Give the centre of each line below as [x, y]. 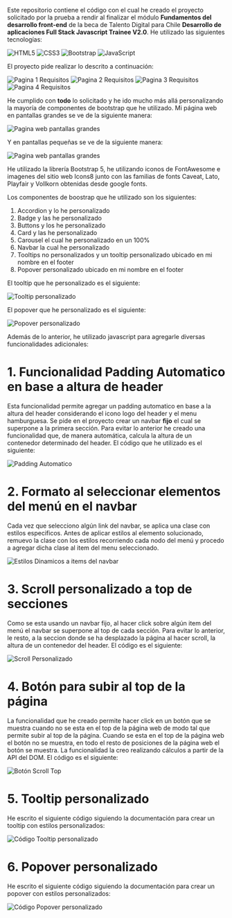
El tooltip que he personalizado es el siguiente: [74, 283]
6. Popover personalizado [82, 867]
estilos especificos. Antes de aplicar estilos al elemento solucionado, [105, 532]
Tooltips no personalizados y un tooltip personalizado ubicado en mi [115, 255]
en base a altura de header [85, 387]
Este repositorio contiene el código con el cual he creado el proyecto [106, 10]
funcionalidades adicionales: [48, 344]
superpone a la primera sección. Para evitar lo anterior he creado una [106, 428]
